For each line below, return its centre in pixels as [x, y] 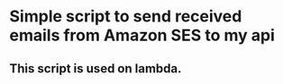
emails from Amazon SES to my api [142, 35]
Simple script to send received [126, 17]
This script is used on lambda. [96, 68]
